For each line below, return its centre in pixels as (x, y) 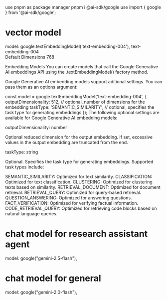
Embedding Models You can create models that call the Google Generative (82, 66)
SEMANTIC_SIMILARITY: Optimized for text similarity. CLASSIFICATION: (79, 176)
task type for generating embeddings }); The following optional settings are (82, 112)
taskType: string (22, 152)
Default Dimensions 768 (30, 57)
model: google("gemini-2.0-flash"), (41, 292)
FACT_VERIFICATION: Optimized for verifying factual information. (72, 203)
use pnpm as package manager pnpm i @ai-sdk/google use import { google (83, 7)
